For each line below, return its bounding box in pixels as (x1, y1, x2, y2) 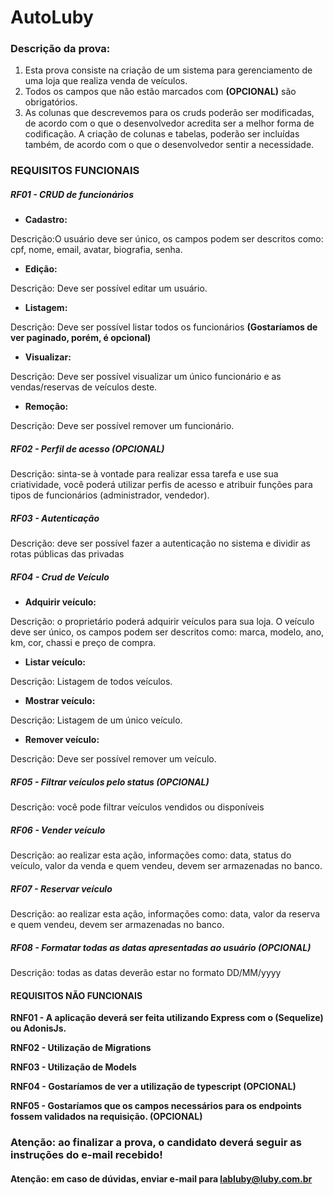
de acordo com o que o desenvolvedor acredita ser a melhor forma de (24, 117, 315, 130)
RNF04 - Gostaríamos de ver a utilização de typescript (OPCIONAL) (10, 1081, 297, 1093)
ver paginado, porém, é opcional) (10, 332, 152, 344)
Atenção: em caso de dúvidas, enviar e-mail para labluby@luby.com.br (10, 1172, 313, 1185)
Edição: (24, 263, 58, 275)
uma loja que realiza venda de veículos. (24, 75, 188, 87)
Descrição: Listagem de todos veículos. (10, 676, 173, 688)
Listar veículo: (24, 656, 86, 668)
